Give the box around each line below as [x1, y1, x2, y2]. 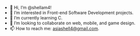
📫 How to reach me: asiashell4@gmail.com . [9, 26, 99, 31]
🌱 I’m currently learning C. [9, 15, 63, 20]
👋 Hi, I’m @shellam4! [9, 5, 52, 10]
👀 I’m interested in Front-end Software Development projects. [9, 10, 134, 16]
